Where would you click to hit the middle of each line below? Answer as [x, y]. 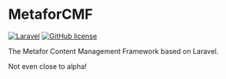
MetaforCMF [50, 14]
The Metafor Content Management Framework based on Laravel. [113, 51]
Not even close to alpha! [48, 66]
